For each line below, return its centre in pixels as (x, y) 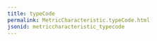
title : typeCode (31, 14)
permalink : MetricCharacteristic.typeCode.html (79, 20)
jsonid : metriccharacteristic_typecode (66, 26)
